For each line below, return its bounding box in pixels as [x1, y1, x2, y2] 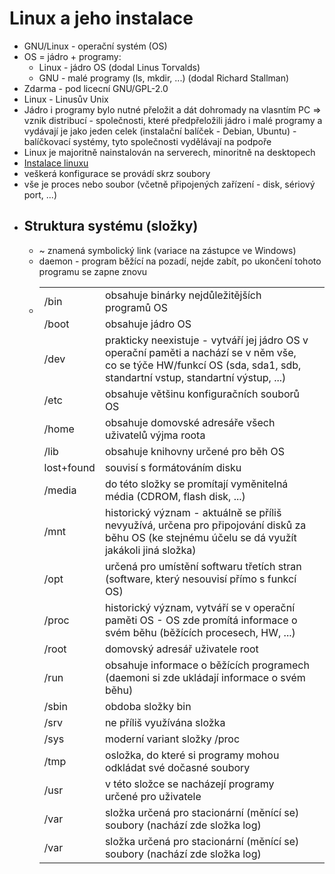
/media [43, 483, 77, 497]
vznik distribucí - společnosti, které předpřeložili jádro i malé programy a [23, 114, 323, 126]
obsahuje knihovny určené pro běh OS [104, 444, 286, 458]
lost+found [43, 460, 96, 474]
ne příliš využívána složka [104, 715, 226, 729]
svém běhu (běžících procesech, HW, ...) [104, 625, 296, 639]
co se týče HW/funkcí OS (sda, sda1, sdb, [104, 358, 302, 372]
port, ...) [23, 188, 58, 201]
